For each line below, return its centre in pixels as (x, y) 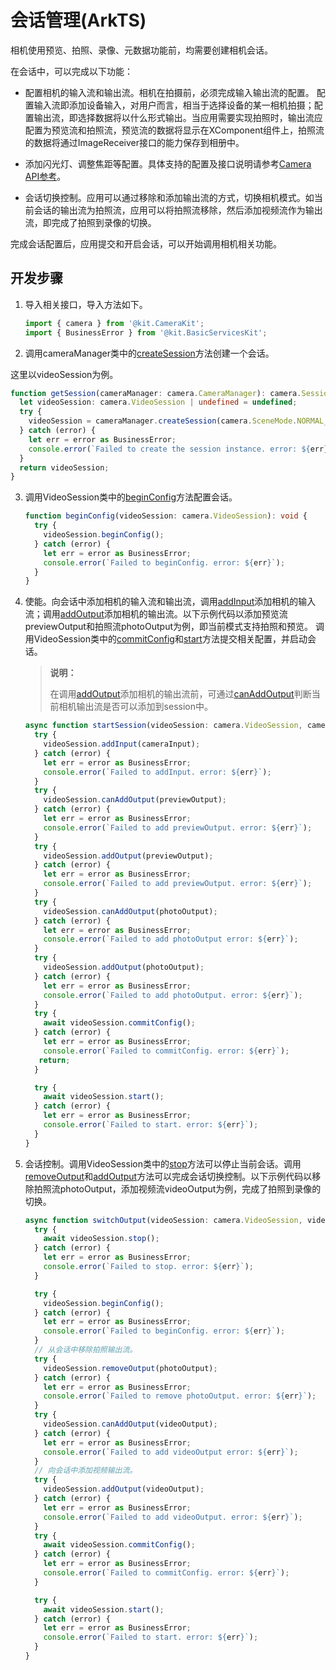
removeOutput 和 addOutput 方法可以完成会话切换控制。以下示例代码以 (168, 1176)
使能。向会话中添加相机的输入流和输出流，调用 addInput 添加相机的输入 (170, 602)
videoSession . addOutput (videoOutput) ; (124, 1489)
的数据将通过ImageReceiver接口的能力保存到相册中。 (134, 142)
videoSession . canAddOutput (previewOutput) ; (135, 800)
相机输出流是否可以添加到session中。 (135, 707)
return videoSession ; (64, 467)
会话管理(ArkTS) (78, 20)
